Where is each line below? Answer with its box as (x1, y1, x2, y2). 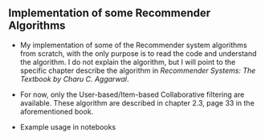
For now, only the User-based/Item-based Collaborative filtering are (19, 90, 245, 99)
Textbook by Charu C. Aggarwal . (19, 74, 129, 83)
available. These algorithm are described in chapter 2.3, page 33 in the (19, 98, 255, 107)
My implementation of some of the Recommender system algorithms (19, 40, 247, 50)
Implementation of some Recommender (8, 6, 211, 20)
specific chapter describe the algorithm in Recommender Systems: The (19, 66, 256, 75)
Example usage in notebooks (19, 122, 116, 131)
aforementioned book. (19, 106, 94, 116)
